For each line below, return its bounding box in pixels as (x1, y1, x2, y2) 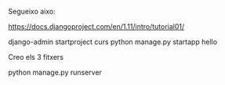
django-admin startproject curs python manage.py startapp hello (8, 37, 218, 46)
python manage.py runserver (8, 68, 102, 77)
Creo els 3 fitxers (8, 53, 64, 61)
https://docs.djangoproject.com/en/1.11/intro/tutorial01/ (8, 22, 185, 31)
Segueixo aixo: (8, 7, 56, 16)
